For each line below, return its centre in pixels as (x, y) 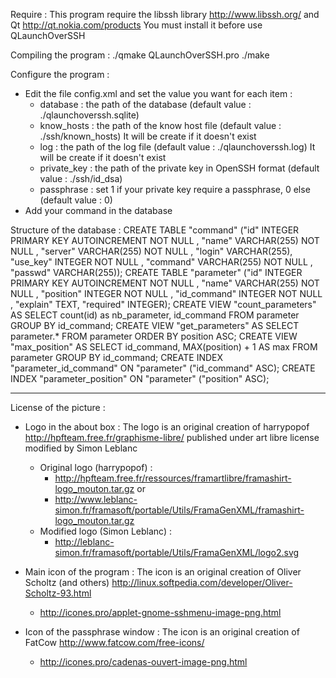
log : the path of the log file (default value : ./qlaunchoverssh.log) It (177, 147)
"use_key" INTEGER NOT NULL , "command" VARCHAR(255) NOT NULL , (161, 262)
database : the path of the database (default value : (145, 104)
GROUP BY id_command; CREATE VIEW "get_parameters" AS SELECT (155, 325)
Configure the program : (60, 74)
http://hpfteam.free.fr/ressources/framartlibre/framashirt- (173, 478)
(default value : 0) (76, 200)
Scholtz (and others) (67, 582)
